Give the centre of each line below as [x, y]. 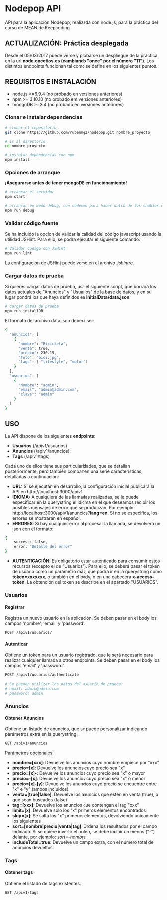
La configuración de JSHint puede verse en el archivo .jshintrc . [70, 263]
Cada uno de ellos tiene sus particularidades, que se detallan [68, 466]
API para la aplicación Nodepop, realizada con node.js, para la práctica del [82, 22]
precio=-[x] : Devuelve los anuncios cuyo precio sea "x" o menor [79, 778]
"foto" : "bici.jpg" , [40, 358]
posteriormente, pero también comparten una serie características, [74, 471]
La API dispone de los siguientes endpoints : [50, 436]
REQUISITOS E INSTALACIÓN [51, 82]
